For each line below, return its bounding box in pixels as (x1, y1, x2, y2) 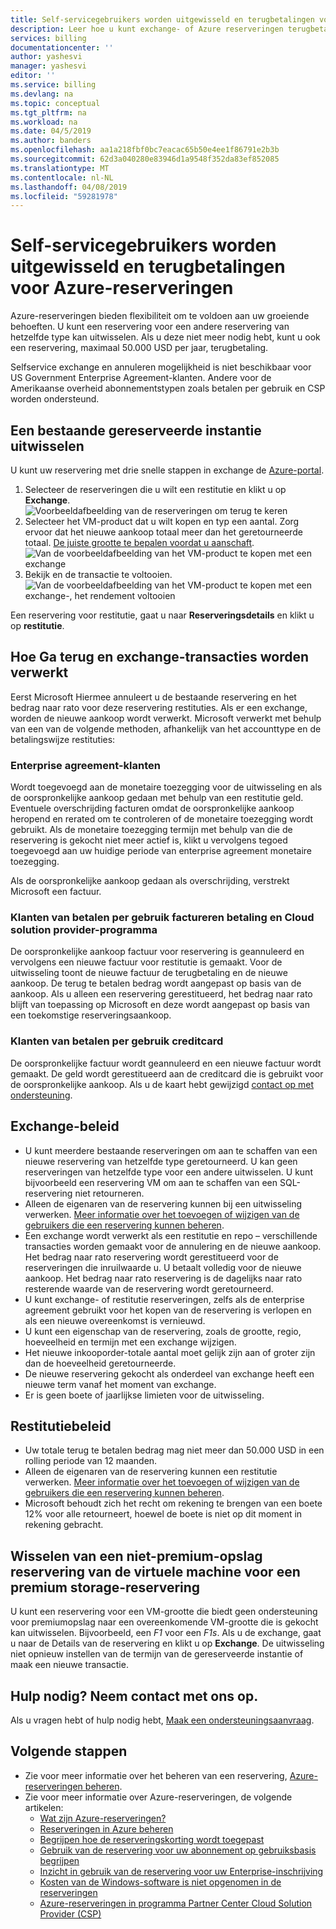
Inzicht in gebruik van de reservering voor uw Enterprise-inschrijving (39, 1865, 324, 1877)
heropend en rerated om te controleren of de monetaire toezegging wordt (10, 813, 314, 825)
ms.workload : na (10, 117, 78, 127)
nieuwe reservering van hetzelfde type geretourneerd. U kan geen (24, 1155, 298, 1167)
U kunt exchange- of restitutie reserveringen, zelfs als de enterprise (24, 1293, 305, 1305)
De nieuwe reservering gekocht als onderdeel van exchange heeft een (24, 1367, 315, 1380)
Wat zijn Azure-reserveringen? (39, 1812, 167, 1824)
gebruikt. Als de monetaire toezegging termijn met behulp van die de (10, 824, 293, 836)
